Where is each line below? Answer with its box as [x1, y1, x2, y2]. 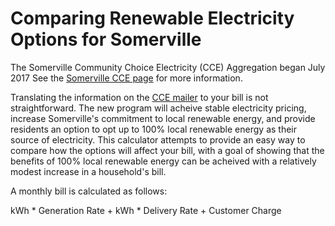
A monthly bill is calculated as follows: [10, 185, 168, 197]
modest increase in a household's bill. [10, 165, 167, 177]
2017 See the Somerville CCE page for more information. [10, 72, 243, 84]
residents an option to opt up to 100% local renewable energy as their [10, 123, 298, 135]
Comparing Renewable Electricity [10, 7, 295, 30]
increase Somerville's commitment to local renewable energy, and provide [10, 112, 316, 124]
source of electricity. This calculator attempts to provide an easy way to [10, 133, 306, 146]
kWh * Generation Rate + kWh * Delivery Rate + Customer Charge [10, 204, 282, 216]
